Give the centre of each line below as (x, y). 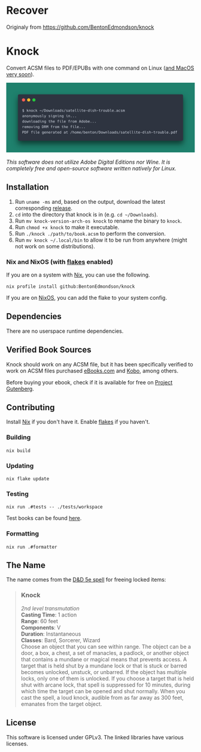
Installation (28, 187)
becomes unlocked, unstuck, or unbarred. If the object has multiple (104, 672)
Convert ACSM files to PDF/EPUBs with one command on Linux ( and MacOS (100, 68)
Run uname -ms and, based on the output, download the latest (90, 201)
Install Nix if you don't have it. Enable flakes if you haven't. (78, 422)
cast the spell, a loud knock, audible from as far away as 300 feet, (102, 697)
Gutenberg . (20, 389)
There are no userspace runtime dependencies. (65, 331)
